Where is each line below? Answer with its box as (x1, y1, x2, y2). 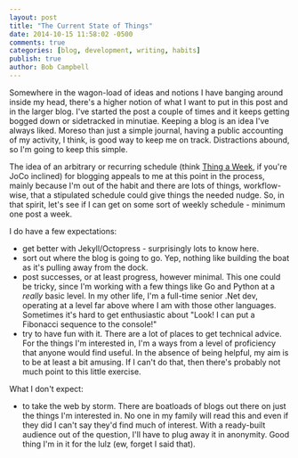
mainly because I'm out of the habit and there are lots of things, (9, 180, 242, 191)
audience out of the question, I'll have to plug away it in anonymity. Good (21, 429, 290, 439)
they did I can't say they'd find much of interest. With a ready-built (21, 420, 266, 430)
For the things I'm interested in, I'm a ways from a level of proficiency (21, 338, 277, 348)
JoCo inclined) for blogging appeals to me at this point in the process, (9, 170, 265, 181)
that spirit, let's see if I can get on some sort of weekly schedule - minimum (9, 199, 286, 209)
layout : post (9, 12, 58, 22)
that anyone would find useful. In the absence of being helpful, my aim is (21, 347, 289, 357)
